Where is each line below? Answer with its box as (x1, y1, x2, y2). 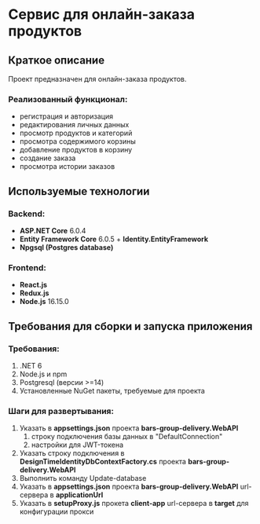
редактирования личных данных (19, 120, 130, 130)
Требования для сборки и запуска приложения (8, 320, 253, 333)
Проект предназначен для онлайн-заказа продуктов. (8, 75, 187, 83)
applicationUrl (55, 490, 104, 500)
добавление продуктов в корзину (19, 145, 133, 155)
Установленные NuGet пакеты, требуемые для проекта (19, 386, 206, 395)
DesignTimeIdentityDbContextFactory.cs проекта (19, 457, 187, 467)
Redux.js (19, 288, 49, 298)
